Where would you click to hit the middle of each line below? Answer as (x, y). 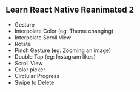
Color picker (30, 70)
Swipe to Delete (34, 82)
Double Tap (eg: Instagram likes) (55, 56)
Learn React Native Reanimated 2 (70, 10)
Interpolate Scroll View (43, 37)
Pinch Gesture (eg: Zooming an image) (63, 50)
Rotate (23, 44)
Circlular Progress (37, 76)
